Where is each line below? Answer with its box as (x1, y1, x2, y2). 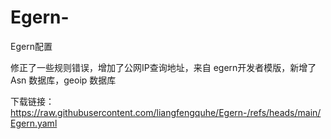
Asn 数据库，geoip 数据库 (10, 74, 117, 86)
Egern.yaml (10, 117, 58, 129)
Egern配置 (10, 40, 53, 52)
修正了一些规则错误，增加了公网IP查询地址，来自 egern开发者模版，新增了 (10, 61, 317, 73)
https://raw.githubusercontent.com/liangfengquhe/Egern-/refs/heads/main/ (10, 106, 322, 118)
